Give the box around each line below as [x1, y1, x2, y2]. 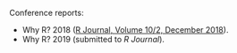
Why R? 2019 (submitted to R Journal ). [21, 34, 165, 44]
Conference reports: [9, 8, 84, 18]
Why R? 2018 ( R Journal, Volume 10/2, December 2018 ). [21, 25, 229, 34]
